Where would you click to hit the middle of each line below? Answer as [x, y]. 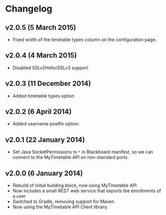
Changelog [29, 9]
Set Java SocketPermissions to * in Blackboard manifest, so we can [83, 152]
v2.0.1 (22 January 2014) [45, 140]
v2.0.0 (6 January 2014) [44, 173]
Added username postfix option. [46, 124]
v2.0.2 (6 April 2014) [38, 112]
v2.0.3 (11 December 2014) [48, 84]
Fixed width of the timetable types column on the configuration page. [85, 39]
